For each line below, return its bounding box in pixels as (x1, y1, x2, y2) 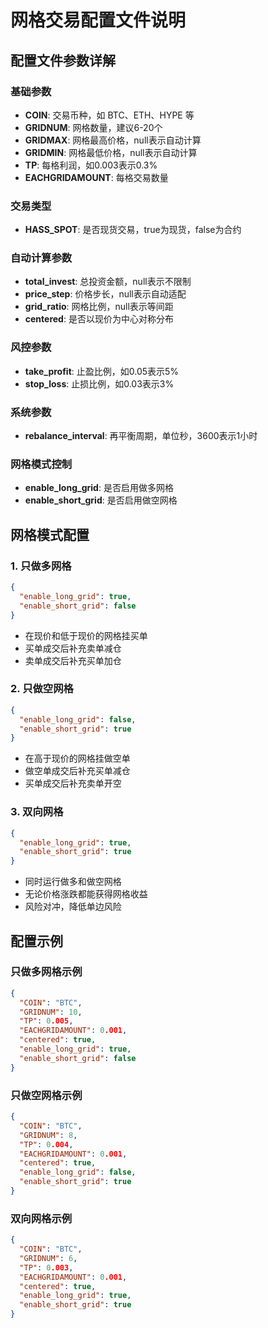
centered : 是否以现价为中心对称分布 (24, 313, 174, 325)
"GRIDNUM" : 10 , (19, 1007, 83, 1017)
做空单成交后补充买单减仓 (24, 765, 131, 777)
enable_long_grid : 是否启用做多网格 (24, 482, 174, 494)
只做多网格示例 (10, 965, 83, 979)
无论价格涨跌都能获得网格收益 (24, 888, 148, 900)
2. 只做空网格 (10, 682, 74, 696)
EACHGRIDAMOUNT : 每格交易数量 (24, 171, 169, 183)
